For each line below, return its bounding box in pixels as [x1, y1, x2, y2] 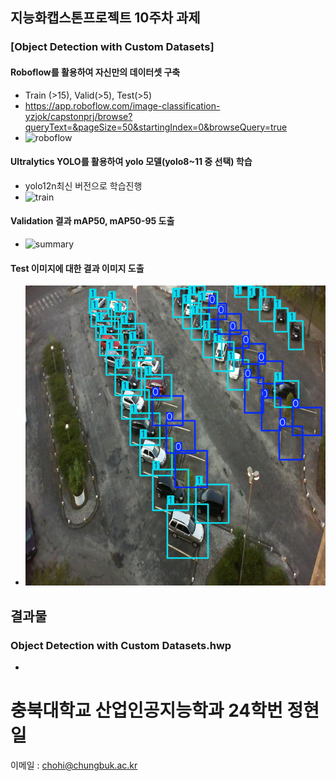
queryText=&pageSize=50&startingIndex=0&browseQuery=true [24, 121, 288, 133]
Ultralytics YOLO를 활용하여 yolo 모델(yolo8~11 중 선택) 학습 [10, 156, 253, 168]
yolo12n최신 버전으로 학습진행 [24, 179, 143, 192]
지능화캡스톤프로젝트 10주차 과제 [10, 9, 201, 27]
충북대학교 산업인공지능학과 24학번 [10, 699, 283, 722]
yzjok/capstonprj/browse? [24, 110, 133, 122]
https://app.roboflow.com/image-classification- [24, 99, 221, 112]
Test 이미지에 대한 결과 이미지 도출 [10, 262, 145, 274]
